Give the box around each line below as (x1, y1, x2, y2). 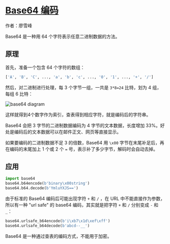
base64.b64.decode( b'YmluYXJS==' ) (5, 186, 79, 191)
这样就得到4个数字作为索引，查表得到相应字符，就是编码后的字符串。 (5, 111, 151, 117)
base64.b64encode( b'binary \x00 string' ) (5, 181, 90, 186)
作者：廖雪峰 (5, 22, 32, 29)
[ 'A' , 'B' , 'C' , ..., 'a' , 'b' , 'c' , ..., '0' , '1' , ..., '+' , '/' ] (5, 75, 154, 80)
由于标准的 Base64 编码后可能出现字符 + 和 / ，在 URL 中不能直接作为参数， (5, 196, 165, 202)
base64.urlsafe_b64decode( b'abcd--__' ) (5, 223, 90, 228)
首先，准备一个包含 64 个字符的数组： (5, 64, 85, 70)
